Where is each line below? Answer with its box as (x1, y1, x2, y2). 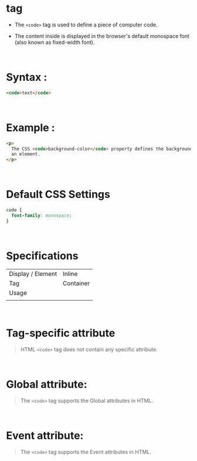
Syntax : (6, 71, 47, 84)
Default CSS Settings (6, 188, 110, 201)
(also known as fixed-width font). (14, 39, 95, 46)
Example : (6, 121, 55, 134)
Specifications (6, 249, 79, 262)
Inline (62, 269, 78, 278)
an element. (11, 151, 41, 157)
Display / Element (9, 269, 57, 278)
